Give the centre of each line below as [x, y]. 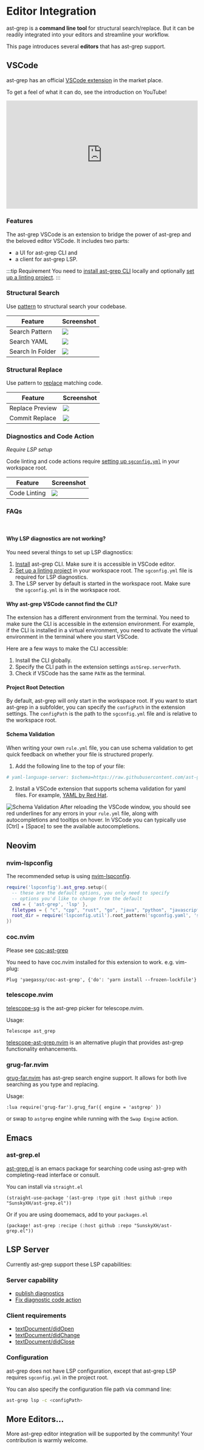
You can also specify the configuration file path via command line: [89, 1389]
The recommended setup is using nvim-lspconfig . [69, 876]
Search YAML [29, 341]
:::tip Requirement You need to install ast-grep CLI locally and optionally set [100, 271]
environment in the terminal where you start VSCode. [73, 637]
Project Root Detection [36, 687]
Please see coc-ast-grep [37, 950]
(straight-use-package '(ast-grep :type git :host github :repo [89, 1198]
